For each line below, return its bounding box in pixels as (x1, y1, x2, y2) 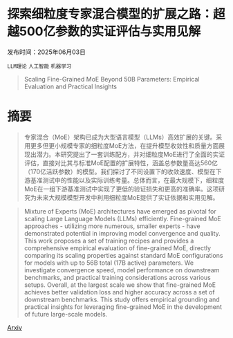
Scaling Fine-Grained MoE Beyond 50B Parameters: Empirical (24, 75, 200, 83)
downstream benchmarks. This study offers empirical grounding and (24, 295, 220, 303)
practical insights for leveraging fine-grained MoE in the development (24, 302, 223, 311)
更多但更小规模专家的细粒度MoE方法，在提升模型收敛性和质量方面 (30, 141, 219, 149)
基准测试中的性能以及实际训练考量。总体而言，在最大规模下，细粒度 (30, 176, 225, 184)
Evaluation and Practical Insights (24, 82, 118, 91)
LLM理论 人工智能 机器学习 (7, 63, 72, 70)
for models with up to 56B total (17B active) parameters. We (24, 259, 194, 267)
